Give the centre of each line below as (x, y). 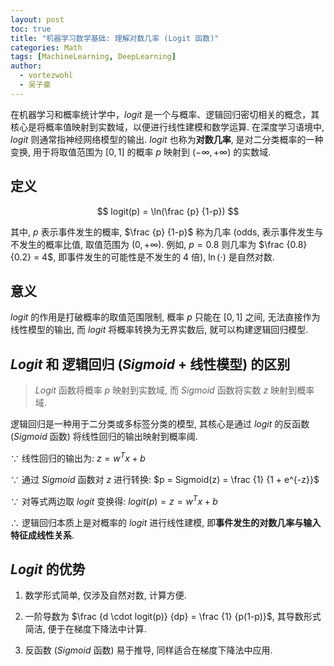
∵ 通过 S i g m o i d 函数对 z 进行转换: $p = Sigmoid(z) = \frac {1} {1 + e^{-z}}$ (165, 479)
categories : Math (46, 47)
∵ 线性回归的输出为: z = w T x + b (78, 457)
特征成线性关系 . (42, 535)
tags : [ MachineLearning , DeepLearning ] (93, 57)
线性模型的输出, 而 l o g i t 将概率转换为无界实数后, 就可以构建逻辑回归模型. (159, 330)
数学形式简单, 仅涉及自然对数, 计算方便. (105, 595)
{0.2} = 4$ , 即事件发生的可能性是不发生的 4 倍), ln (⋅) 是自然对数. (142, 257)
